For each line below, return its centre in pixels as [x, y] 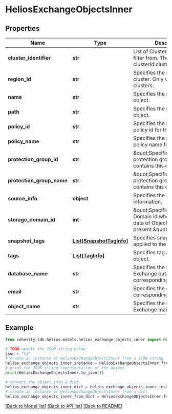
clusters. [143, 86]
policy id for [147, 130]
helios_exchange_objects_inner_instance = [51, 363]
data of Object [150, 223]
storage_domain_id [31, 220]
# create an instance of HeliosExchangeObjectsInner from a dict [76, 391]
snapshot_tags [26, 241]
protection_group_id [33, 159]
